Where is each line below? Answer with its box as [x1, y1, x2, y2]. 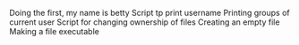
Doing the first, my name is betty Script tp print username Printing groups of [9, 8, 290, 18]
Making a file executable [9, 26, 100, 36]
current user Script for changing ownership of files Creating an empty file [9, 17, 280, 27]
